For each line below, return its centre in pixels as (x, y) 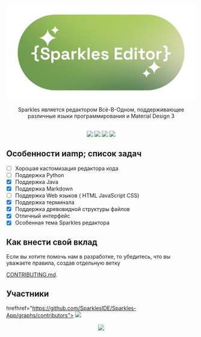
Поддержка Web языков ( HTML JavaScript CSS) (77, 196)
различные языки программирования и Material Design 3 (101, 116)
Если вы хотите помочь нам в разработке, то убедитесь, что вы (88, 257)
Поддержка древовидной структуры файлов (73, 209)
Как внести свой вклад (52, 242)
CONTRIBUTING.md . (32, 275)
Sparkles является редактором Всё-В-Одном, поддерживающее (101, 109)
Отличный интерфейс (42, 216)
